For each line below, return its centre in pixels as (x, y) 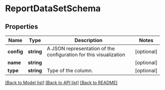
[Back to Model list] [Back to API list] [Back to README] (61, 83)
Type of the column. (70, 70)
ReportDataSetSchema (53, 9)
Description (88, 40)
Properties (22, 27)
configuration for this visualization (86, 55)
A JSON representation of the (81, 48)
